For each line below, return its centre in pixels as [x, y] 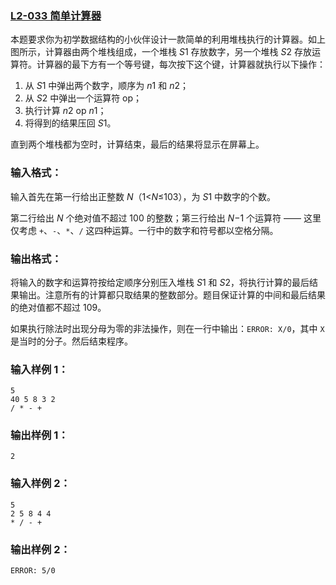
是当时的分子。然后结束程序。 [71, 341]
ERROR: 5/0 [33, 571]
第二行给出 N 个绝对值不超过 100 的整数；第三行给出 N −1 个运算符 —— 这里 [166, 218]
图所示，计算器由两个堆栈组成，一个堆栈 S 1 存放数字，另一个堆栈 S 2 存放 [161, 52]
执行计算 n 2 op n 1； [65, 111]
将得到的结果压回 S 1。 [70, 123]
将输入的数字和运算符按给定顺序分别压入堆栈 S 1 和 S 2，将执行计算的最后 [160, 282]
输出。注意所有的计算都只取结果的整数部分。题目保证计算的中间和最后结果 [172, 294]
